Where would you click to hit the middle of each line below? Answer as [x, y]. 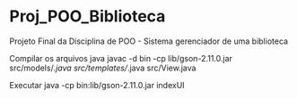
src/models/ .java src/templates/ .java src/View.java [103, 68]
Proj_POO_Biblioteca [87, 16]
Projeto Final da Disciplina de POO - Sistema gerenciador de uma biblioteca [149, 41]
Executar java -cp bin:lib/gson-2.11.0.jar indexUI [97, 85]
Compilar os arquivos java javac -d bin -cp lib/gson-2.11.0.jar [121, 58]
